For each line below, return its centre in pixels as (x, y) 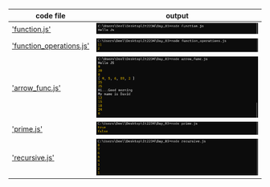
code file (51, 15)
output (177, 15)
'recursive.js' (33, 158)
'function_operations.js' (51, 46)
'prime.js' (27, 128)
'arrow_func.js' (37, 87)
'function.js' (31, 30)
